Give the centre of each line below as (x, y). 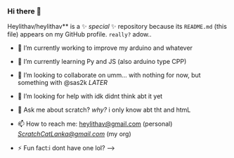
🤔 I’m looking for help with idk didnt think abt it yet (90, 96)
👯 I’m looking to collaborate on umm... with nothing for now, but (109, 75)
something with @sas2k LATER (62, 83)
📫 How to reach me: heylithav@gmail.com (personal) (95, 124)
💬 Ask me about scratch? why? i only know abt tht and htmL (104, 110)
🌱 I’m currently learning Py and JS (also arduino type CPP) (102, 62)
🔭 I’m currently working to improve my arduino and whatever (105, 48)
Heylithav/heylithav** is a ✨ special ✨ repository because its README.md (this (117, 27)
